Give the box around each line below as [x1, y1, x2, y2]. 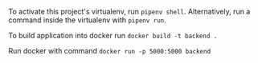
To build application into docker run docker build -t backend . [8, 31, 218, 40]
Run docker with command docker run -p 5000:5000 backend [8, 46, 211, 55]
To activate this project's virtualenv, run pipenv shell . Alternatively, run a [8, 7, 251, 16]
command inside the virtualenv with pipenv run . [8, 15, 166, 25]
